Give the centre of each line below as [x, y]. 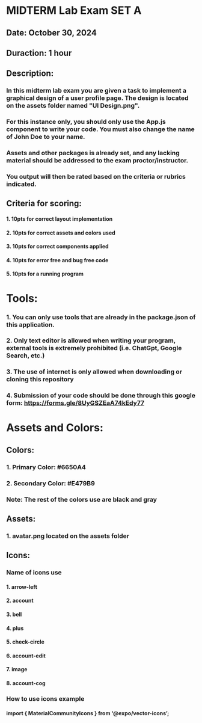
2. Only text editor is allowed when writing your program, [91, 340]
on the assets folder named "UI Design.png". [73, 106]
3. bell [14, 615]
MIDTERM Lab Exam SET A [74, 11]
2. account [20, 601]
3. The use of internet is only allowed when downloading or [94, 372]
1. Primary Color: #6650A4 [46, 467]
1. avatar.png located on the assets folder [68, 536]
